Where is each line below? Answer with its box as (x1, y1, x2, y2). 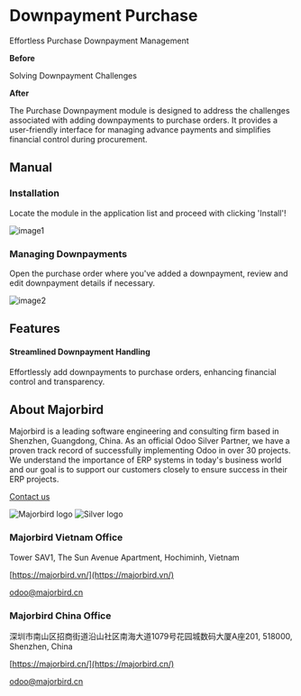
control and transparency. (9, 376, 105, 387)
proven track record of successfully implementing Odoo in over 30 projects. (9, 445, 291, 456)
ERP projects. (9, 474, 59, 485)
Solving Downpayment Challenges (9, 69, 138, 81)
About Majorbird (9, 402, 104, 417)
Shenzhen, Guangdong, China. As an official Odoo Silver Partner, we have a (9, 435, 290, 446)
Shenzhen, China (9, 641, 74, 652)
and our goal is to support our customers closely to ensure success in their (9, 464, 288, 475)
